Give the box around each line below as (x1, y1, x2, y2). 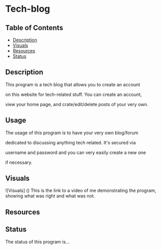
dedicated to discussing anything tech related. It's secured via (5, 139, 136, 145)
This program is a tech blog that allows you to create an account (5, 81, 141, 87)
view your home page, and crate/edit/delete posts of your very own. (5, 101, 149, 107)
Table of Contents (5, 23, 64, 32)
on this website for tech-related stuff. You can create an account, (5, 91, 142, 97)
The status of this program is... (5, 238, 70, 245)
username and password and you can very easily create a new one (5, 149, 146, 156)
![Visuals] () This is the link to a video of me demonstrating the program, (5, 187, 156, 194)
